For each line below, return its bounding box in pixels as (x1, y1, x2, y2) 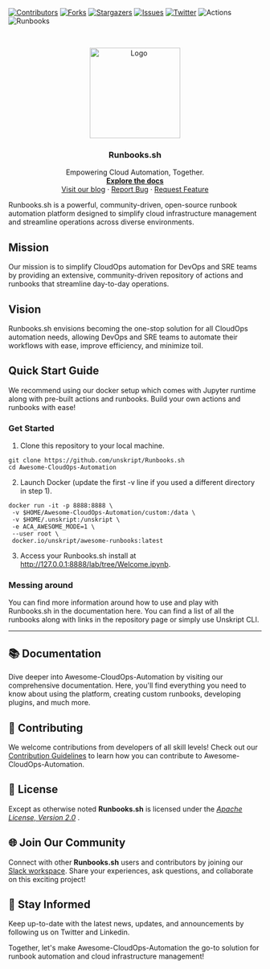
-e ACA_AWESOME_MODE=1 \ (11, 523, 95, 531)
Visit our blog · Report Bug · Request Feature (61, 185, 209, 195)
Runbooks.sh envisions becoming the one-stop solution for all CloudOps (8, 323, 248, 333)
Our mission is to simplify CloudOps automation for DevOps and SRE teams (8, 262, 257, 272)
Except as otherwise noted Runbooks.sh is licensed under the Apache (8, 804, 243, 814)
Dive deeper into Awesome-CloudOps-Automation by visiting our (8, 672, 223, 682)
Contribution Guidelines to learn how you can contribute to (8, 750, 202, 760)
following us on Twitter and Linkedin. (8, 927, 130, 937)
